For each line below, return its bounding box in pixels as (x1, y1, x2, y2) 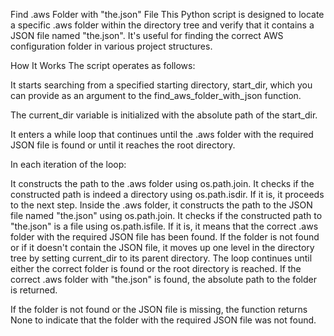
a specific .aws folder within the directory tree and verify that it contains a (10, 19, 315, 31)
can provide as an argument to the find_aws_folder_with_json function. (10, 90, 302, 101)
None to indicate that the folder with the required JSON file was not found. (10, 314, 317, 326)
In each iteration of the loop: (10, 159, 127, 170)
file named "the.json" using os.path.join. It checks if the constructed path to (10, 210, 323, 221)
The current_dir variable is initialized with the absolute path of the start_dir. (10, 109, 318, 121)
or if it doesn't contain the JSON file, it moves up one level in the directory (10, 242, 315, 253)
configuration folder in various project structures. (10, 40, 213, 52)
